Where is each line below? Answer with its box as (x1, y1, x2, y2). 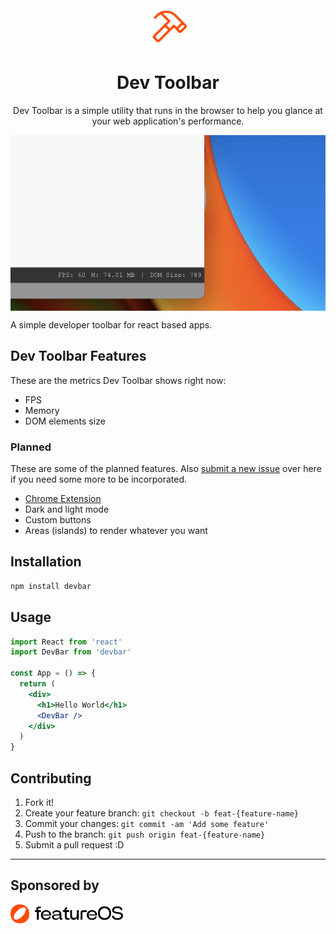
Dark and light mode (24, 503, 110, 516)
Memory (24, 404, 60, 416)
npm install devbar (10, 581, 92, 591)
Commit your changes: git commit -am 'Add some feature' (24, 818, 270, 830)
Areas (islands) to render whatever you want (24, 525, 208, 537)
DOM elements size (24, 415, 106, 427)
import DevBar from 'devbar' (10, 647, 132, 657)
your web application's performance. (91, 115, 245, 127)
